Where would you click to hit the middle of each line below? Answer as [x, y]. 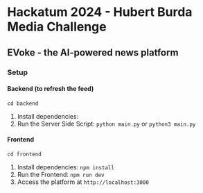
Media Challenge [57, 27]
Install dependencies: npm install [65, 167]
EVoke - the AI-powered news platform [93, 52]
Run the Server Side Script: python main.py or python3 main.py [106, 124]
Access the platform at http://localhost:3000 [83, 182]
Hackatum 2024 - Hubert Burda [100, 12]
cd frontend [24, 154]
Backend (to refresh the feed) [51, 89]
